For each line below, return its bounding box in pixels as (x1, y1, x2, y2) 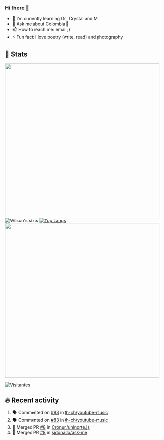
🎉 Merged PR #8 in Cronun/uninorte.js (12, 424, 90, 430)
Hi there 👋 (5, 4, 30, 11)
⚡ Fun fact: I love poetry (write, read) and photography (12, 34, 123, 40)
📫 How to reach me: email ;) (12, 27, 70, 33)
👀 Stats (5, 50, 28, 58)
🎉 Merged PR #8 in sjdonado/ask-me (12, 429, 88, 435)
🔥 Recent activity (5, 396, 59, 404)
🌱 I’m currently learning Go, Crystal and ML (12, 16, 100, 22)
